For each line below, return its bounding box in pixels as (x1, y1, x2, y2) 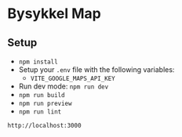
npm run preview (18, 99, 72, 107)
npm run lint (18, 108, 62, 116)
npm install (18, 58, 58, 66)
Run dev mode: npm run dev (18, 81, 109, 91)
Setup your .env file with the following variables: (18, 65, 175, 74)
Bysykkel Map (7, 5, 101, 23)
